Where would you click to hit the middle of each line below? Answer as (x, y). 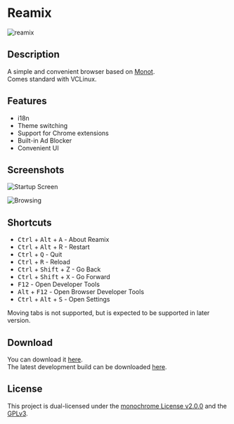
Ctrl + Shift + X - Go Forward (64, 277)
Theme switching (43, 125)
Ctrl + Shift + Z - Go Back (59, 269)
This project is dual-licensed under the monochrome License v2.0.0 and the (117, 406)
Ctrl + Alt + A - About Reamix (63, 240)
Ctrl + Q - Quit (40, 255)
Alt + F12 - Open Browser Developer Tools (81, 292)
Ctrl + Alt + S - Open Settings (64, 300)
